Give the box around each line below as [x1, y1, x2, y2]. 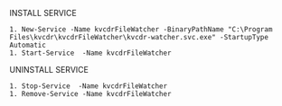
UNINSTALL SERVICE [9, 65, 89, 75]
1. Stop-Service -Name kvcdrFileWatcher [9, 82, 168, 91]
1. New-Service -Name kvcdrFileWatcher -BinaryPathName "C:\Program [9, 25, 273, 34]
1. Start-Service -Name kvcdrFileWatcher [9, 49, 172, 57]
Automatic [9, 40, 47, 49]
